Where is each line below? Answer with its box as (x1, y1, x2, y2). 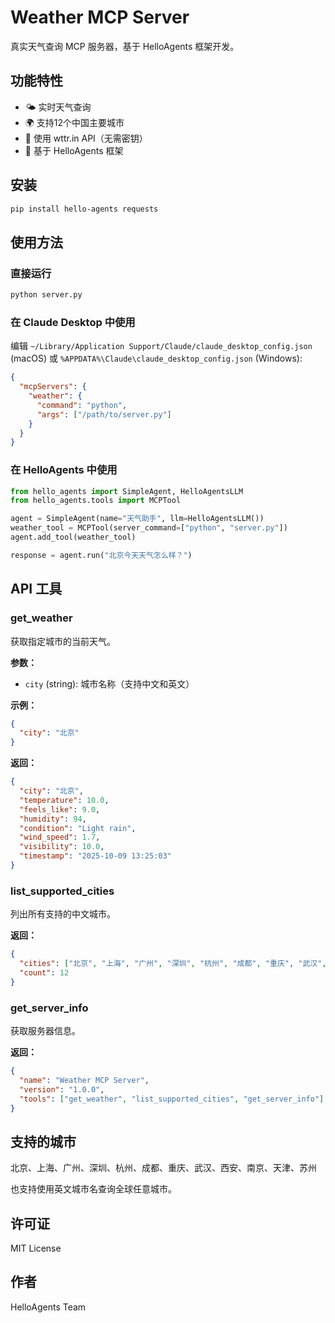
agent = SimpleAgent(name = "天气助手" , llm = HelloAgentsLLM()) (10, 514, 265, 524)
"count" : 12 (19, 967, 70, 978)
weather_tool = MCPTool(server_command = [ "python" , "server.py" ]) (10, 523, 288, 533)
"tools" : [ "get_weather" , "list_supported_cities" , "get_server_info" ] (19, 1094, 325, 1104)
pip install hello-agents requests (10, 204, 159, 214)
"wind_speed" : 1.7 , (19, 832, 101, 843)
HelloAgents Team (10, 1301, 87, 1313)
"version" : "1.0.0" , (19, 1084, 105, 1095)
